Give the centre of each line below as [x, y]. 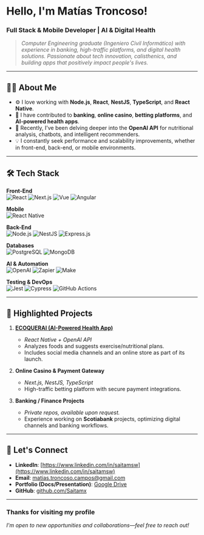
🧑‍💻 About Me [32, 87]
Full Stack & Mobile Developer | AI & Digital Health [81, 30]
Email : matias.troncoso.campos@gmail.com [70, 477]
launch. [33, 359]
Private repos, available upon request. [72, 412]
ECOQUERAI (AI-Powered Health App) [64, 328]
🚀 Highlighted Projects [49, 313]
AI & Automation [27, 264]
